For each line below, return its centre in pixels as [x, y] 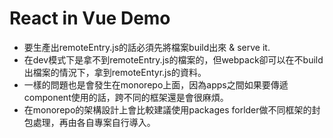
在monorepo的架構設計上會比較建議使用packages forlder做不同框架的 [167, 109]
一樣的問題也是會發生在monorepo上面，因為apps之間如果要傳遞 [156, 84]
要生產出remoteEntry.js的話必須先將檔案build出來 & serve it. [147, 47]
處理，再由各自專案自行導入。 [94, 122]
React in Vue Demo [90, 18]
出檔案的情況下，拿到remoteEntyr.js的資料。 [115, 72]
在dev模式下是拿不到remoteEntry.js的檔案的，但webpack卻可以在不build [173, 59]
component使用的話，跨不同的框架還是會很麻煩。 [126, 97]
